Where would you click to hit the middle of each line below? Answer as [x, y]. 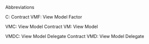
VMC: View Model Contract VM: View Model [52, 26]
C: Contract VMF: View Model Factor [44, 17]
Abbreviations [20, 7]
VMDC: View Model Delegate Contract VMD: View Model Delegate [75, 36]
